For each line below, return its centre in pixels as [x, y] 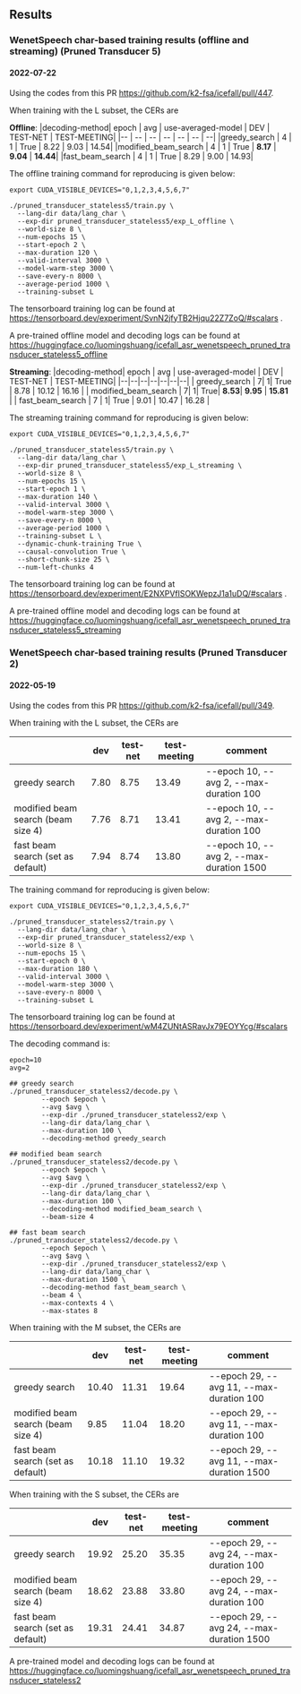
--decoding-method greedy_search [104, 1138]
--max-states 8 [70, 1311]
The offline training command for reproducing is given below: [122, 173]
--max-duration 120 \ [58, 253]
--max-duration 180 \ [58, 968]
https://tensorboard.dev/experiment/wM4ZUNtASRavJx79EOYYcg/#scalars [149, 1026]
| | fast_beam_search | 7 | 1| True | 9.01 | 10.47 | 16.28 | [110, 400]
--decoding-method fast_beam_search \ [114, 1287]
